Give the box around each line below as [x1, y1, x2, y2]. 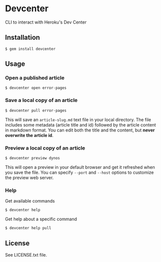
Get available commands [5, 198, 55, 204]
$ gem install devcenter [5, 46, 56, 52]
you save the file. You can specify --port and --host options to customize [5, 170, 154, 176]
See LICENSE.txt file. [5, 252, 47, 258]
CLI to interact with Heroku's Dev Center [5, 19, 87, 25]
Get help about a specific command [5, 216, 77, 222]
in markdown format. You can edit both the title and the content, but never [5, 127, 155, 133]
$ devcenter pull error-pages [5, 108, 67, 113]
